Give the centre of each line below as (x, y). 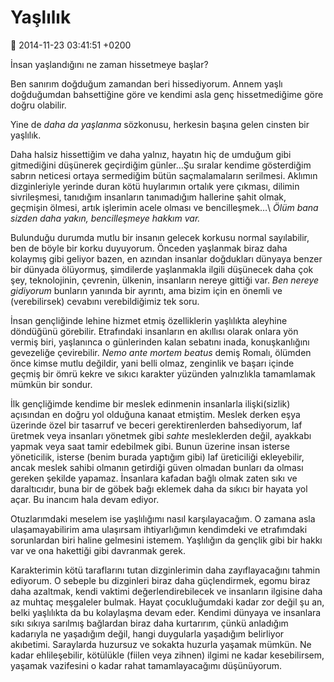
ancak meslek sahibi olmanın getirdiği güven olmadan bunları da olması (157, 467)
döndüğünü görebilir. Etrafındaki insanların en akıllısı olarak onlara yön (154, 331)
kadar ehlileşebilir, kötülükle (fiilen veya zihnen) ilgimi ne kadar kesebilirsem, (167, 655)
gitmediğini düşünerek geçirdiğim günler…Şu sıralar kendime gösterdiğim (161, 165)
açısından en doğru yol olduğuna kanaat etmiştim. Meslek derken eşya (155, 414)
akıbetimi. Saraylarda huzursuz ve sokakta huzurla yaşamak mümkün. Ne (161, 644)
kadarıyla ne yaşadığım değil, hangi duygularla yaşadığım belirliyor (147, 633)
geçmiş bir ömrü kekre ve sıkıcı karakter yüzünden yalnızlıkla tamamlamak (163, 373)
